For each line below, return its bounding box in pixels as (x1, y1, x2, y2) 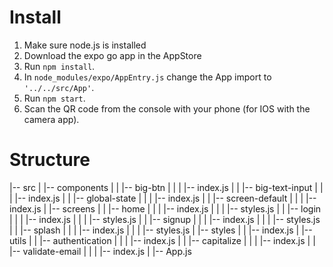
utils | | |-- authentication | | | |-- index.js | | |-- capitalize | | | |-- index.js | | (9, 234, 316, 246)
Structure (9, 149, 91, 171)
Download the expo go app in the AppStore (23, 49, 202, 61)
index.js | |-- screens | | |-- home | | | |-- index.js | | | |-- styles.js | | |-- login (9, 202, 322, 215)
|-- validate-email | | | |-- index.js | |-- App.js (9, 245, 192, 257)
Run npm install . (23, 60, 96, 72)
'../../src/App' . (23, 81, 95, 93)
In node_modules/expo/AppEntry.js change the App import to (23, 71, 272, 83)
